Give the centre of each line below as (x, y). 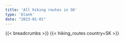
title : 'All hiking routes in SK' (41, 10)
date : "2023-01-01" (26, 19)
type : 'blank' (20, 14)
